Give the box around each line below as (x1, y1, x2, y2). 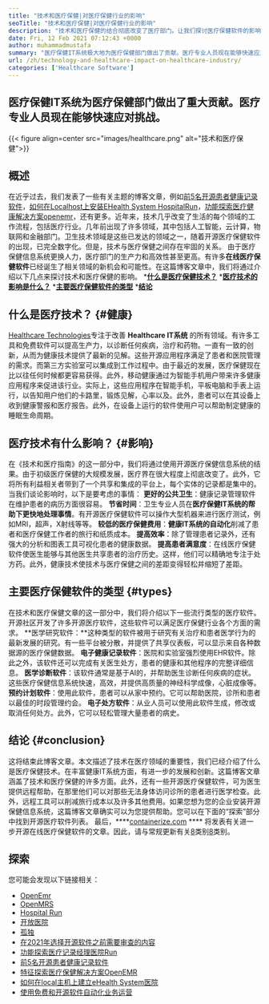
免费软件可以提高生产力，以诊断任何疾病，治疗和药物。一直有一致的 (22, 341, 247, 350)
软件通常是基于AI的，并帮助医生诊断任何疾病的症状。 (79, 667, 256, 677)
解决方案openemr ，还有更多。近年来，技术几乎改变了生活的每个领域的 (14, 212, 249, 221)
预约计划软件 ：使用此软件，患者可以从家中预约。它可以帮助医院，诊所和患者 (8, 687, 261, 697)
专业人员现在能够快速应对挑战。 (8, 111, 167, 124)
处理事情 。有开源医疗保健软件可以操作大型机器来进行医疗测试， (42, 510, 254, 518)
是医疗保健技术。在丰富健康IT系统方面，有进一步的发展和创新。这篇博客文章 (8, 766, 260, 776)
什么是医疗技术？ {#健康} (8, 308, 134, 321)
